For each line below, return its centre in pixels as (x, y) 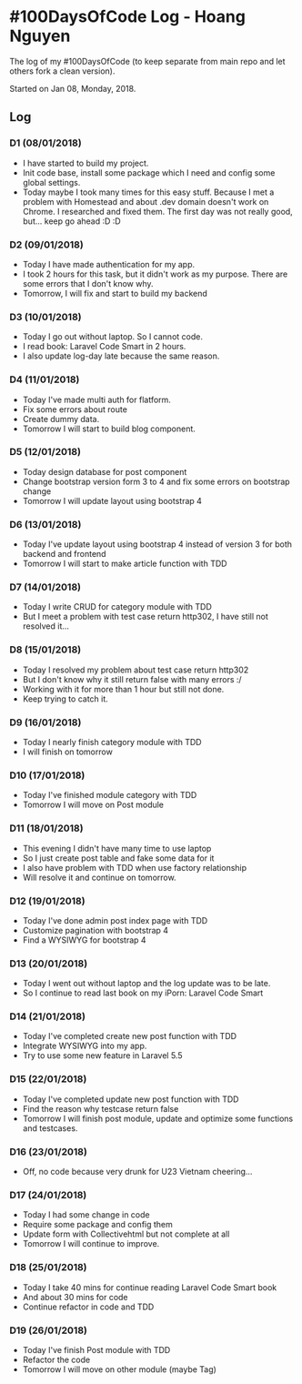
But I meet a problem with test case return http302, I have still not (145, 617)
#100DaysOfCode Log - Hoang (127, 17)
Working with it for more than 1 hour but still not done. (123, 689)
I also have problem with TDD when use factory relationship (135, 867)
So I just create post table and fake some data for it (118, 858)
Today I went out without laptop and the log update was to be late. (146, 984)
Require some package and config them (97, 1225)
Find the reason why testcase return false (101, 1108)
